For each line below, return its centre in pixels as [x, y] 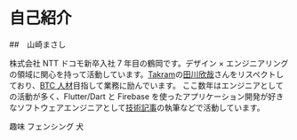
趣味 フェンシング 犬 [47, 126]
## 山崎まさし [38, 44]
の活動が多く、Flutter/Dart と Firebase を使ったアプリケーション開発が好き [147, 96]
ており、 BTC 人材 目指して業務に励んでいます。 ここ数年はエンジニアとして [146, 85]
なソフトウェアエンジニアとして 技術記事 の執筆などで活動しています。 [137, 107]
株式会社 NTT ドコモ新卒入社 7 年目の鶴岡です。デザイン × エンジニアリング [149, 63]
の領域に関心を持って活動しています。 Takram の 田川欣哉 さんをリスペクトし [147, 74]
